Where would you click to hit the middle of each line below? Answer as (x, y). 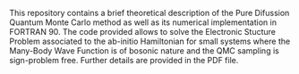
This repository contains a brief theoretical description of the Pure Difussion (149, 13)
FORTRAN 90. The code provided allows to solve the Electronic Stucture (142, 32)
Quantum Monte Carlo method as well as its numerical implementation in (143, 22)
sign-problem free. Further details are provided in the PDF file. (124, 60)
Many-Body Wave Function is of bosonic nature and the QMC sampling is (144, 51)
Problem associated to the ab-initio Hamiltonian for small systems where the (150, 41)
